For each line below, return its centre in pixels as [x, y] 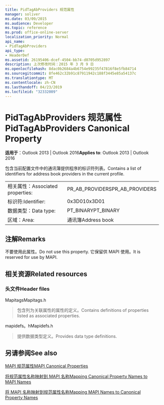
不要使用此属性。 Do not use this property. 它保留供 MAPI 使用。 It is [73, 252]
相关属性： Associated [32, 186]
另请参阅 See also [31, 353]
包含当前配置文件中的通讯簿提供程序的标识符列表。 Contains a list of [73, 168]
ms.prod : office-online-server [37, 32]
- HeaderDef [17, 55]
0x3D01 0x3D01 [86, 202]
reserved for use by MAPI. [31, 257]
